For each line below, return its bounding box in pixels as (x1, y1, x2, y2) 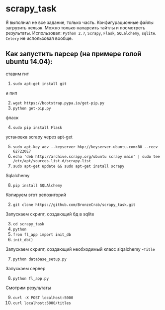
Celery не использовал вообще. (5, 35, 73, 41)
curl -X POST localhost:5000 (12, 295, 74, 300)
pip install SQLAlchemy (12, 183, 63, 188)
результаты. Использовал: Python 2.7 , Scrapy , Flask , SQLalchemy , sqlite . (5, 30, 157, 36)
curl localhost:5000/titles (12, 301, 71, 306)
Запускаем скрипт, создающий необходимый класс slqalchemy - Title (5, 246, 156, 252)
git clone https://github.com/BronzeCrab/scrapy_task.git (12, 202, 136, 207)
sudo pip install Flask (12, 125, 63, 130)
